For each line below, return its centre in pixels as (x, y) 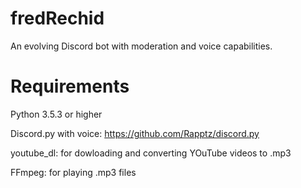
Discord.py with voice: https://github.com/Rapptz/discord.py (135, 133)
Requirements (70, 86)
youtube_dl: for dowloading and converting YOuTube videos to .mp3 (151, 153)
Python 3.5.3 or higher (56, 114)
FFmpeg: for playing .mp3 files (73, 172)
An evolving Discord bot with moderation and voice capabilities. (141, 46)
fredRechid (57, 18)
